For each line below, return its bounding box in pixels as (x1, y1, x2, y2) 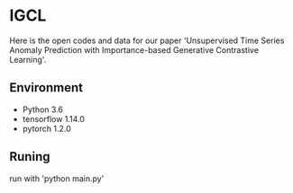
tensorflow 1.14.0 (22, 113, 86, 124)
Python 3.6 (22, 104, 63, 115)
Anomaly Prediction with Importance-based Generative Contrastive (9, 44, 260, 55)
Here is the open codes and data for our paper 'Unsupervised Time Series (9, 35, 285, 46)
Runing (9, 149, 50, 164)
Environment (9, 80, 84, 95)
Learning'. (9, 54, 47, 65)
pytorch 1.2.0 (22, 123, 72, 134)
